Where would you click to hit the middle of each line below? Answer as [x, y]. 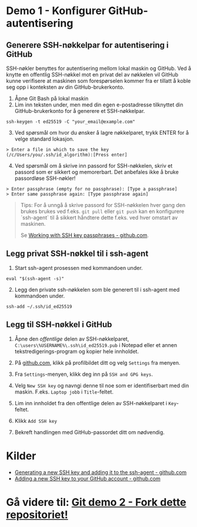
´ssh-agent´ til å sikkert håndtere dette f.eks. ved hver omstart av [99, 218]
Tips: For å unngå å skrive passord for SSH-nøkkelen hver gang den [103, 205]
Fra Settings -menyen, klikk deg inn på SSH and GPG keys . [84, 374]
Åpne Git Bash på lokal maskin [51, 99]
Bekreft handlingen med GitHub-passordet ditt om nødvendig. [89, 432]
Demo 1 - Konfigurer [56, 11]
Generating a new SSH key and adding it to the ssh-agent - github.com [101, 472]
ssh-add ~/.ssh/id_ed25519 [39, 306]
